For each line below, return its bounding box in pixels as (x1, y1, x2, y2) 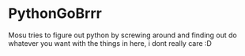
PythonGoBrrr (8, 5, 103, 23)
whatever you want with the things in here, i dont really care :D (8, 38, 212, 47)
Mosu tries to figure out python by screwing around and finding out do (8, 30, 237, 40)
